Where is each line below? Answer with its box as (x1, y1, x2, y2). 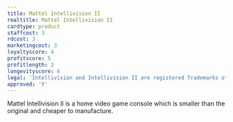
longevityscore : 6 (7, 68, 60, 74)
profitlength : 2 (7, 61, 54, 68)
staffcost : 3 (7, 29, 45, 37)
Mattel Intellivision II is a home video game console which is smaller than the (7, 99, 225, 108)
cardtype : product (7, 23, 60, 30)
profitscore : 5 (7, 55, 51, 62)
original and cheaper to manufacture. (7, 107, 114, 115)
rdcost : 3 (7, 36, 36, 43)
